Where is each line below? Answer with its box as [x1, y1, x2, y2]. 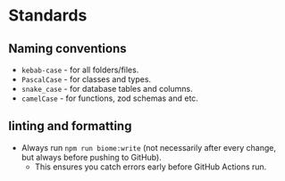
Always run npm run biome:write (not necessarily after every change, [21, 142, 276, 152]
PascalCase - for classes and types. [21, 74, 152, 85]
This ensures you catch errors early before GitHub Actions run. [34, 161, 267, 172]
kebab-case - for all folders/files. [21, 64, 139, 75]
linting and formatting [8, 119, 132, 134]
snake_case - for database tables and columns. [21, 84, 193, 94]
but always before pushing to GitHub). [21, 152, 162, 162]
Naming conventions [8, 41, 127, 56]
